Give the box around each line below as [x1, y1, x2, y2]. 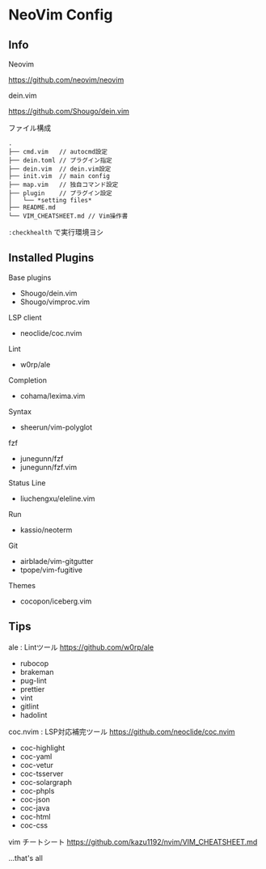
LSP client [8, 312, 42, 322]
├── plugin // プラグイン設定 [8, 189, 112, 197]
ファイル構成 [8, 123, 51, 133]
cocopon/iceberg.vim [19, 596, 92, 606]
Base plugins [8, 273, 52, 282]
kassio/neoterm [19, 524, 73, 535]
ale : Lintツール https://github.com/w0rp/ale [8, 642, 154, 652]
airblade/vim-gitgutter [19, 556, 94, 566]
